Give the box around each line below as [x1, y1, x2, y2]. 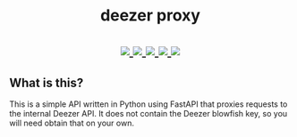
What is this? [9, 75, 84, 90]
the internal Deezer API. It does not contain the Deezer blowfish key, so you [9, 109, 288, 118]
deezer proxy [99, 5, 201, 26]
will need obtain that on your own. [9, 117, 134, 128]
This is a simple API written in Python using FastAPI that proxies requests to [9, 99, 288, 109]
